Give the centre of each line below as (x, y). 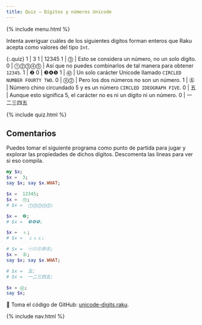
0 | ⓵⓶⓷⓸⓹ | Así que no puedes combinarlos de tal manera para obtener (100, 65)
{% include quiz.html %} (36, 115)
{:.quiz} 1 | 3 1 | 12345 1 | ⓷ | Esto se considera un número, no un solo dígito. (101, 58)
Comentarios (31, 134)
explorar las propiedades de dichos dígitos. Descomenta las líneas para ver (100, 154)
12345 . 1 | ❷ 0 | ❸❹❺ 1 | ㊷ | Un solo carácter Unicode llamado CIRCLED (94, 72)
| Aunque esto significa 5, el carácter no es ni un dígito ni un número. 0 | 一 (99, 95)
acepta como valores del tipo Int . (48, 47)
